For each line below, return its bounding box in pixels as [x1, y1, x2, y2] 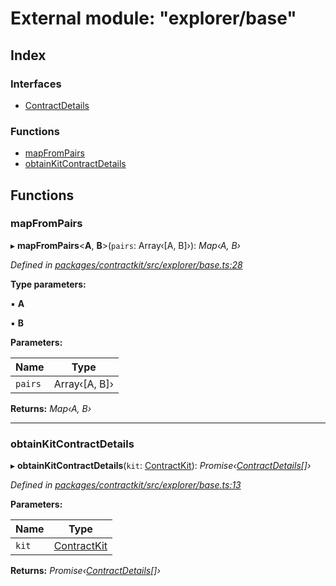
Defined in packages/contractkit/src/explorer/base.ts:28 [10, 258, 243, 271]
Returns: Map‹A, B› [10, 402, 92, 414]
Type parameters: [10, 278, 87, 290]
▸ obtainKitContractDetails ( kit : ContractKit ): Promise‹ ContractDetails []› [10, 460, 312, 472]
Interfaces [10, 77, 62, 91]
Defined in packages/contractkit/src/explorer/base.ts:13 [10, 479, 242, 491]
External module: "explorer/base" [10, 7, 297, 30]
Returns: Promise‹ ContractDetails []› [10, 565, 161, 577]
